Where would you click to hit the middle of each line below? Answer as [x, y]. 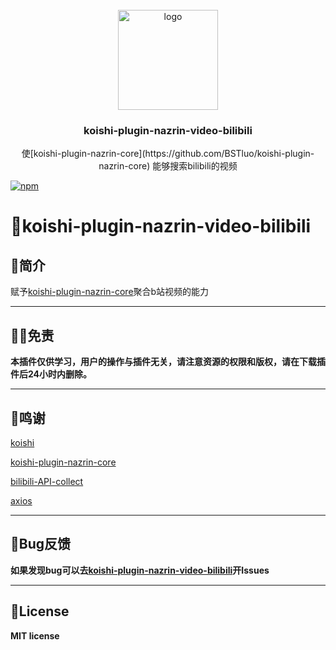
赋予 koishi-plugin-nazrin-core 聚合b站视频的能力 [110, 292]
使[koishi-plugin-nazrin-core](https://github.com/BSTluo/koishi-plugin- [168, 154]
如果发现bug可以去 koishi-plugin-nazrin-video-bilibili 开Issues [140, 570]
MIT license [35, 635]
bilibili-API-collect [47, 481]
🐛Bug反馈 [41, 544]
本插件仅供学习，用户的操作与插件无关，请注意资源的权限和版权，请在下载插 [168, 362]
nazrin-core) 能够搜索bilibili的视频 [168, 166]
